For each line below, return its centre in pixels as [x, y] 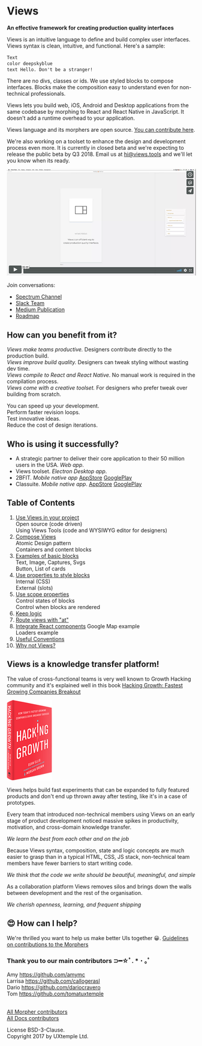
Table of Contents [41, 503]
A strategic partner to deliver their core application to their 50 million [100, 459]
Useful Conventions [40, 639]
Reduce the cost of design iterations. [52, 425]
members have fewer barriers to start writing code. [70, 863]
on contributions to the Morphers [48, 944]
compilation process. [33, 382]
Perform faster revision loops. [43, 412]
